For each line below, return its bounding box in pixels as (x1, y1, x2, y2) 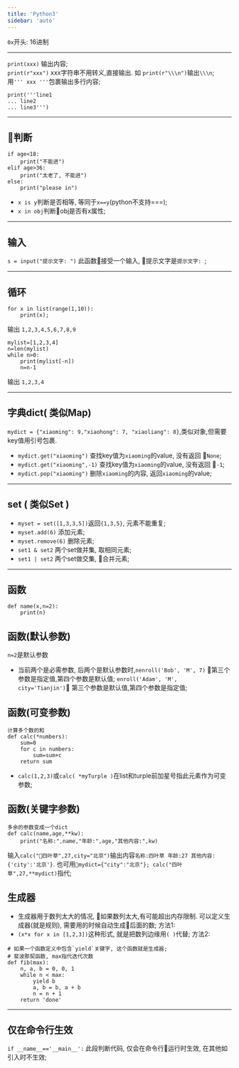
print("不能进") (20, 158, 65, 166)
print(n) (20, 609, 46, 616)
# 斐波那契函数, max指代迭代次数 (7, 953, 94, 960)
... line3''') (7, 104, 50, 111)
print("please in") (20, 184, 78, 192)
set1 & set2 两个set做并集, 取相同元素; (17, 545, 132, 554)
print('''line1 (7, 91, 53, 98)
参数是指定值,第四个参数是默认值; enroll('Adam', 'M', (17, 675, 178, 683)
